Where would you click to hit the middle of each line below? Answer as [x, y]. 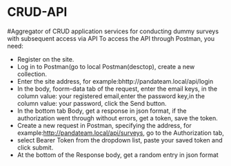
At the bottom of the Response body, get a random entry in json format [118, 155]
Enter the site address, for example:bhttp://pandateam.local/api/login [115, 81]
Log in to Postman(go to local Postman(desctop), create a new [106, 66]
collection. [32, 74]
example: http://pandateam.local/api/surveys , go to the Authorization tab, [120, 133]
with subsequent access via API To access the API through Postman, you [111, 38]
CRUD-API [37, 12]
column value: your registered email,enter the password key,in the [111, 96]
